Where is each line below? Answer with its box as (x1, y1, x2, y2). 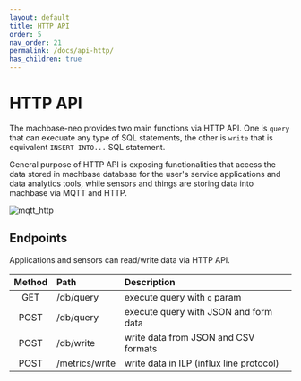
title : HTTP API (9, 21, 70, 30)
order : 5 (9, 30, 42, 38)
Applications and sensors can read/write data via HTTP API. (9, 254, 230, 265)
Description (124, 275, 176, 288)
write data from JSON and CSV (124, 331, 255, 343)
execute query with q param (124, 291, 242, 303)
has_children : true (9, 55, 82, 63)
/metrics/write (56, 357, 116, 369)
